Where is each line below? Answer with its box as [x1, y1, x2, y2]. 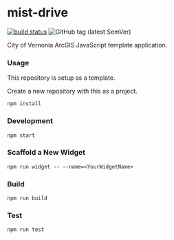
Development [7, 116, 54, 126]
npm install [7, 100, 41, 107]
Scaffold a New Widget [7, 148, 86, 157]
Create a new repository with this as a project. [7, 87, 138, 96]
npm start [7, 132, 36, 139]
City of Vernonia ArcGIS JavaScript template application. [7, 41, 168, 49]
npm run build [7, 195, 48, 202]
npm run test [7, 226, 45, 233]
